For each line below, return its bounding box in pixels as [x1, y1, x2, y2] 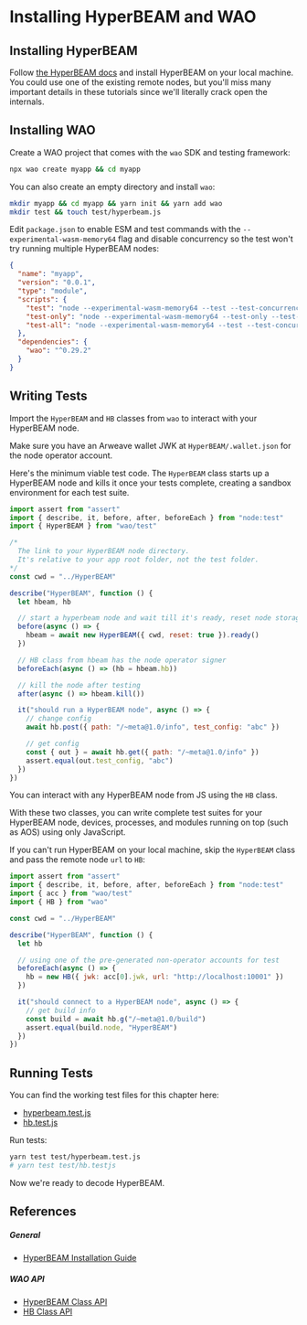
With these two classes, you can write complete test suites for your [9, 807, 263, 818]
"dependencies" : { [17, 337, 89, 347]
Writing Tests [9, 389, 89, 404]
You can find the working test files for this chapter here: [9, 1090, 219, 1101]
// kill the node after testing [17, 680, 142, 689]
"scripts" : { [17, 294, 68, 304]
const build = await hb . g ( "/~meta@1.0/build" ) [26, 1014, 206, 1023]
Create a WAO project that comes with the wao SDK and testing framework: [9, 146, 291, 157]
